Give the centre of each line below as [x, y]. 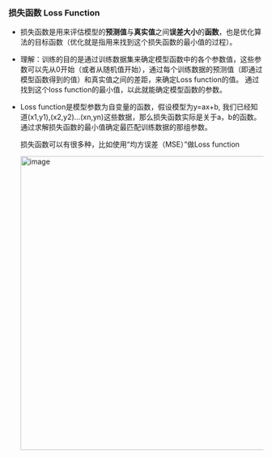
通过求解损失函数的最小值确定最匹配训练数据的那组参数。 [116, 127]
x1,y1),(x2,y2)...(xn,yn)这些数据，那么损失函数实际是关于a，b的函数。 [145, 117]
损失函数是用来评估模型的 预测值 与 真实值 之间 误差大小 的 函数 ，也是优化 [137, 32]
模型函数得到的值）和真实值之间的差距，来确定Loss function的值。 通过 [140, 79]
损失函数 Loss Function [54, 12]
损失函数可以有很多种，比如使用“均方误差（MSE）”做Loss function [130, 144]
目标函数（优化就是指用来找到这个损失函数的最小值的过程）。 [136, 42]
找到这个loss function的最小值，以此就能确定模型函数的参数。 [123, 90]
